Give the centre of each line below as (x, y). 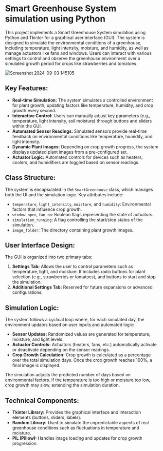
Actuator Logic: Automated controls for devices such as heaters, (77, 157)
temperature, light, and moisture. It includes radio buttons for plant (79, 272)
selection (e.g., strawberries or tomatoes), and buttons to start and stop (84, 277)
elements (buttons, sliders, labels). (47, 417)
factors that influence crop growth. (47, 209)
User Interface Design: (40, 245)
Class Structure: (30, 178)
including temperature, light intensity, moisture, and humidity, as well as (77, 48)
